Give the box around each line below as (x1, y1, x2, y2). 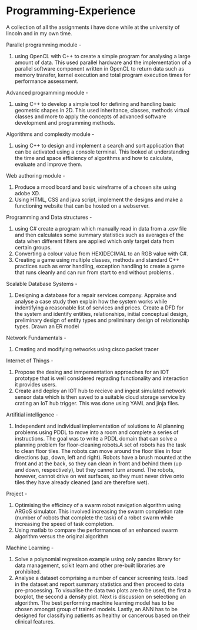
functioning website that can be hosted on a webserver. (14, 202, 150, 209)
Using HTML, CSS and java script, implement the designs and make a (14, 196, 183, 203)
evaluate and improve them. (14, 161, 82, 168)
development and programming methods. (14, 119, 116, 126)
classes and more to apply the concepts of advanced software (14, 113, 166, 120)
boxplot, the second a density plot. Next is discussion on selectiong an (14, 593, 186, 600)
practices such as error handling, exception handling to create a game (14, 262, 185, 269)
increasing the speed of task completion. (14, 520, 114, 527)
